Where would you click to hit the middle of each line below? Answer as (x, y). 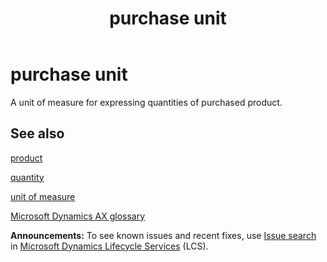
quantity (27, 177)
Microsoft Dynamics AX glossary (78, 216)
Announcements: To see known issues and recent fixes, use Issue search (163, 235)
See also (37, 133)
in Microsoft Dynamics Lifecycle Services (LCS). (109, 246)
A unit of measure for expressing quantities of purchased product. (146, 102)
